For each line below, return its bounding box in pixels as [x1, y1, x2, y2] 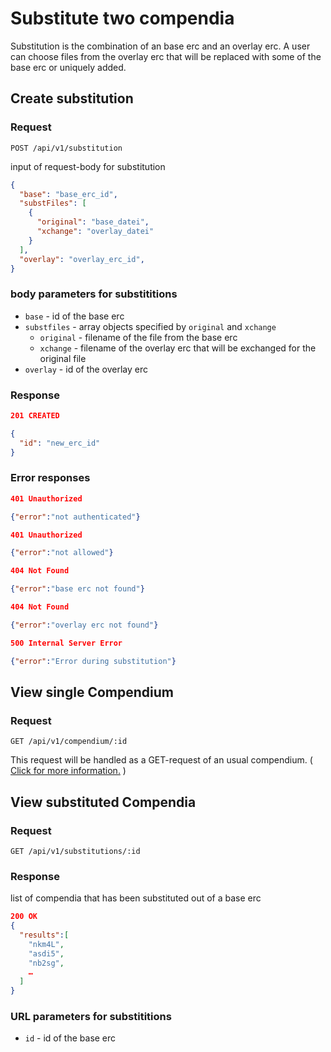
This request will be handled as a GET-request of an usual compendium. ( [10, 754, 313, 766]
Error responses [10, 471, 91, 485]
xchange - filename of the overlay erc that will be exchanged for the [39, 342, 317, 354]
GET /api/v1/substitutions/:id [10, 846, 141, 856]
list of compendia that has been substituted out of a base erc [10, 892, 262, 904]
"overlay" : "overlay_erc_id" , [19, 254, 145, 264]
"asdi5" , [28, 948, 65, 959]
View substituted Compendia [10, 793, 197, 811]
